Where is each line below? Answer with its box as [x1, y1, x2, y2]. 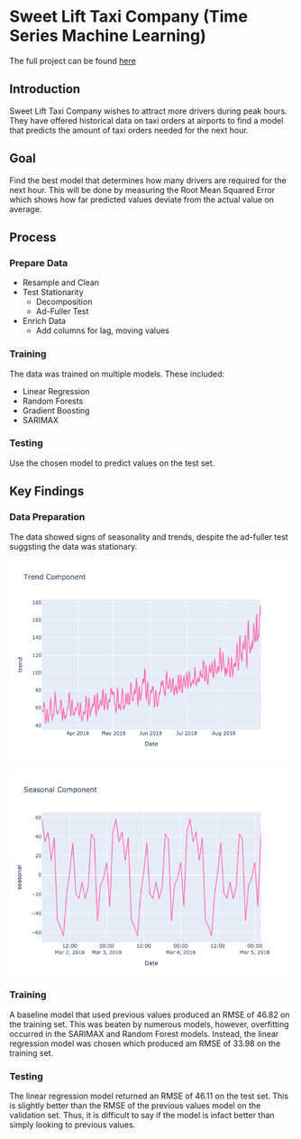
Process [9, 229, 57, 245]
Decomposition [35, 296, 93, 308]
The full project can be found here [9, 55, 137, 66]
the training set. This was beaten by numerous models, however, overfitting [9, 1018, 290, 1030]
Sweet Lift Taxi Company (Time [9, 6, 248, 27]
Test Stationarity [22, 287, 84, 298]
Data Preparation [9, 511, 86, 523]
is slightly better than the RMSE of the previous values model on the [9, 1100, 261, 1111]
